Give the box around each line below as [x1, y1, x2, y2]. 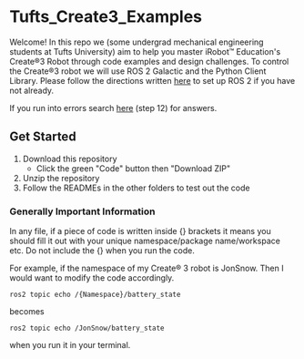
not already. [9, 85, 55, 96]
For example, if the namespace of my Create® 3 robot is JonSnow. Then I [9, 262, 284, 274]
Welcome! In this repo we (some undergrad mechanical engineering [9, 36, 264, 47]
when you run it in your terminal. [9, 340, 131, 351]
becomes [9, 306, 45, 317]
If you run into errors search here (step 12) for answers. [9, 102, 218, 113]
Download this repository [22, 153, 117, 164]
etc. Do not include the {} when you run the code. [9, 245, 196, 256]
